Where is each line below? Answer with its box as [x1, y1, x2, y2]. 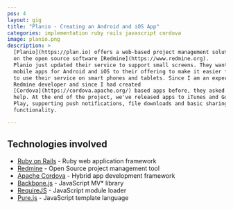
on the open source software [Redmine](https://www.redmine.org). [13, 55, 209, 62]
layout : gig [7, 17, 42, 24]
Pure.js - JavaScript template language [17, 193, 129, 201]
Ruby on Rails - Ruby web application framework [17, 156, 157, 165]
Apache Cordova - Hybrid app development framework [17, 171, 175, 180]
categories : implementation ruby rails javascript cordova [7, 29, 182, 37]
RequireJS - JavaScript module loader [17, 186, 127, 194]
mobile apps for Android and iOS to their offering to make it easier [13, 68, 222, 75]
